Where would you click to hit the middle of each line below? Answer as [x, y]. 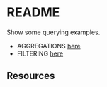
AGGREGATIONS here [49, 46]
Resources [31, 76]
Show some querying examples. [53, 32]
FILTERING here [40, 53]
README [33, 12]
